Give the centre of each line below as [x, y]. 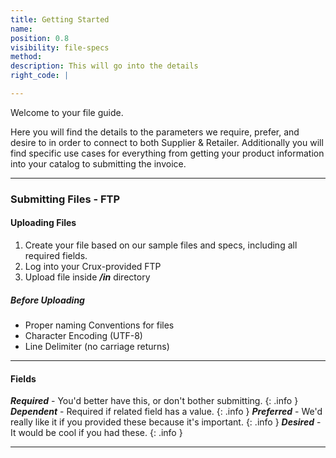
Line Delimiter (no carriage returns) [97, 346]
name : [21, 29]
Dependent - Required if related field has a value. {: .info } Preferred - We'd [166, 412]
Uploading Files [43, 223]
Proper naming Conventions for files [99, 325]
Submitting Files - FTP [65, 199]
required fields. [56, 255]
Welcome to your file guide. [67, 112]
